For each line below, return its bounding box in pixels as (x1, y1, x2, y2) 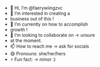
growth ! (10, 27, 28, 33)
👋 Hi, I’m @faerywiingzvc (10, 5, 63, 11)
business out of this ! (10, 16, 54, 21)
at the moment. (10, 37, 42, 43)
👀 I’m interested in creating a (10, 10, 70, 16)
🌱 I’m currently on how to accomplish (10, 21, 88, 27)
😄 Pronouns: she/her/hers (10, 51, 66, 56)
